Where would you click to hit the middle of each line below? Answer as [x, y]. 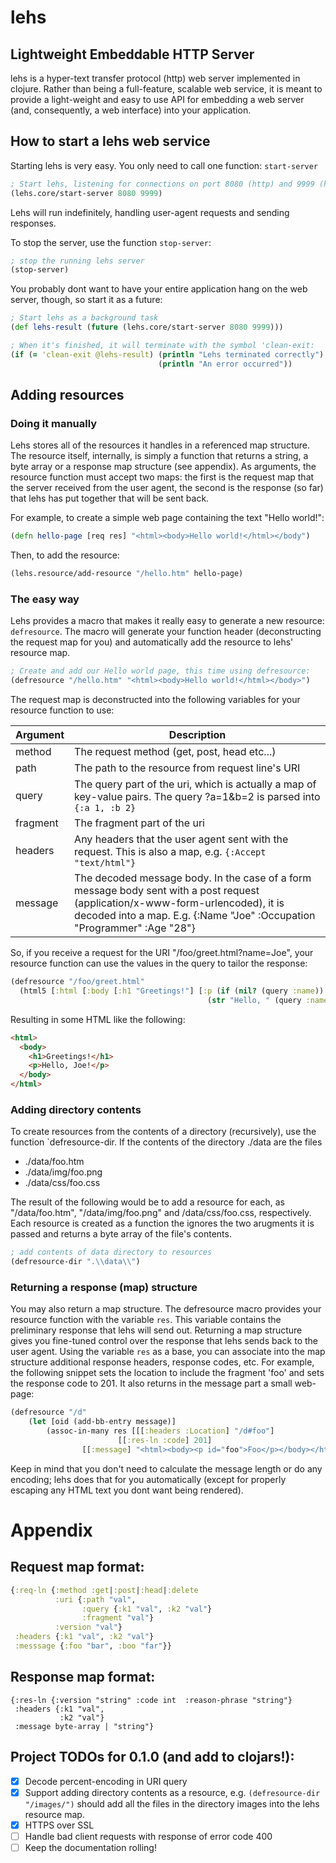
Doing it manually [54, 423]
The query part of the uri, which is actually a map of [195, 784]
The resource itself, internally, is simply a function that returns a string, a [159, 456]
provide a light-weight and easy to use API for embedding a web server [157, 99]
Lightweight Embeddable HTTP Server [132, 54]
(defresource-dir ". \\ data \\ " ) [75, 1262]
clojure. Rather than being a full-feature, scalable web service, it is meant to [166, 89]
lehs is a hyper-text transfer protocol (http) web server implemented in [155, 78]
